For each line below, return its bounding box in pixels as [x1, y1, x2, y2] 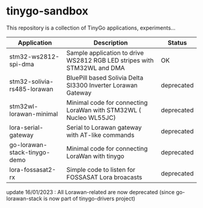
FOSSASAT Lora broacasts [66, 173, 143, 181]
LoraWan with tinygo [66, 152, 125, 160]
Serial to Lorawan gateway [66, 123, 142, 131]
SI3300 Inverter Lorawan [66, 81, 138, 89]
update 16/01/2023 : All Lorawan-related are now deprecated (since [6, 188, 175, 195]
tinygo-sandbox [6, 4, 89, 18]
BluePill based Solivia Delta [66, 74, 144, 82]
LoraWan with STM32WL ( [66, 106, 141, 114]
